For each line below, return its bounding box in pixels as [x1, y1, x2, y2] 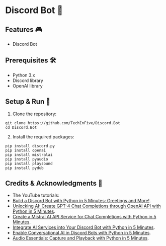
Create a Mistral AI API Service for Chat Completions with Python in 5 [12, 214, 156, 220]
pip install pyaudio [5, 156, 49, 161]
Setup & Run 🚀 [5, 98, 51, 106]
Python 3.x [12, 72, 35, 78]
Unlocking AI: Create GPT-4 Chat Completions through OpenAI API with [12, 203, 161, 209]
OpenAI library [12, 83, 43, 89]
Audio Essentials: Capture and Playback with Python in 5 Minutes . [12, 235, 149, 241]
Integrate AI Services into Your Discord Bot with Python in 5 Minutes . [12, 224, 155, 230]
